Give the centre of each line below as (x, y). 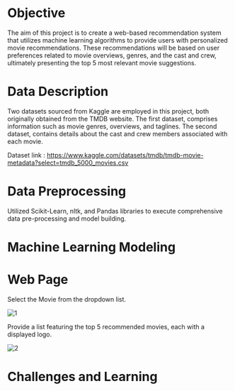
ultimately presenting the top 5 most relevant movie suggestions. (102, 62)
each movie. (25, 141)
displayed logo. (30, 334)
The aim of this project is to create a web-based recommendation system (114, 33)
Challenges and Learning (82, 377)
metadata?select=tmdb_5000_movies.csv (68, 163)
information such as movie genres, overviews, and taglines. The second (112, 126)
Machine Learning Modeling (91, 247)
